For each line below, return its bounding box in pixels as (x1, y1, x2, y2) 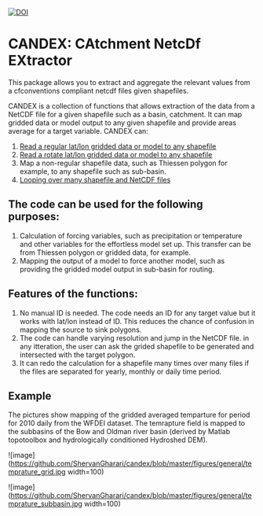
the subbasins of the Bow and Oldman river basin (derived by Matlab (8, 427, 231, 437)
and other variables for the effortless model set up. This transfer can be (19, 239, 251, 249)
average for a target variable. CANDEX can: (8, 126, 149, 135)
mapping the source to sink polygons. (19, 325, 142, 334)
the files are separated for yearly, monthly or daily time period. (19, 367, 222, 376)
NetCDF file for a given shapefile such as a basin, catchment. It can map (8, 109, 243, 119)
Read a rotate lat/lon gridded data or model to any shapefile (19, 149, 213, 159)
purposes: (8, 210, 60, 223)
